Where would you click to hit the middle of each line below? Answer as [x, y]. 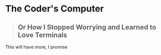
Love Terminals [42, 35]
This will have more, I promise [36, 47]
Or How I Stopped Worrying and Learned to [87, 27]
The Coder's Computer [55, 9]
